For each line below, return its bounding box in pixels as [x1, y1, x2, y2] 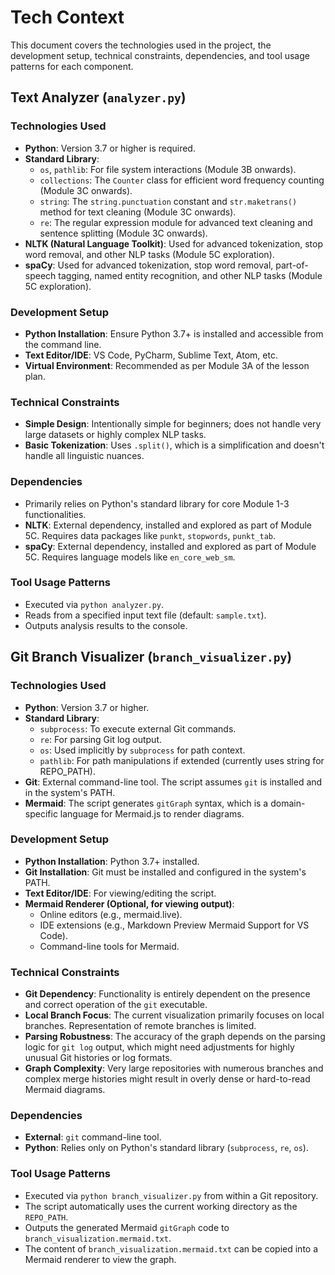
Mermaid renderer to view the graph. [24, 1253, 177, 1265]
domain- [270, 797, 306, 809]
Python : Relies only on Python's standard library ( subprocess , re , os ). [24, 1142, 309, 1154]
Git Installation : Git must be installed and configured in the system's [24, 866, 307, 878]
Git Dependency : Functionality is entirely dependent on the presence [24, 988, 311, 1000]
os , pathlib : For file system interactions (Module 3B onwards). [39, 163, 297, 175]
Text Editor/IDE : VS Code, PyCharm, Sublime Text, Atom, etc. [24, 349, 278, 361]
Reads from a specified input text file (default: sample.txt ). [24, 609, 267, 621]
